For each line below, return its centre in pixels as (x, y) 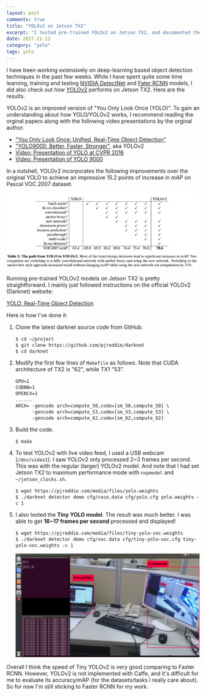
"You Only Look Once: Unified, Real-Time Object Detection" (91, 139)
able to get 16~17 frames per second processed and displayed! (95, 521)
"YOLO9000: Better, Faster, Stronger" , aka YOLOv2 (79, 146)
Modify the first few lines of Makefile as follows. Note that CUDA (97, 363)
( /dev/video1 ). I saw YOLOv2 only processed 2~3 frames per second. (103, 459)
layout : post (23, 13)
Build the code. (34, 429)
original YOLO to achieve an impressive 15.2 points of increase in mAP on (99, 177)
